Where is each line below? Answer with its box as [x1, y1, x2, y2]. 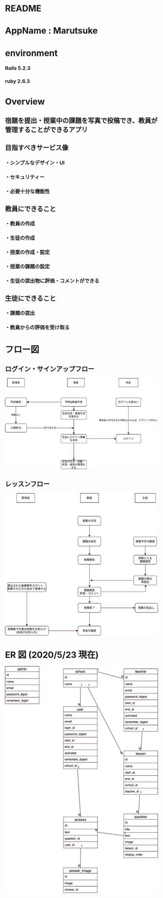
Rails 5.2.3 [5, 65, 31, 72]
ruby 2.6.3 [5, 78, 30, 85]
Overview [5, 96, 45, 107]
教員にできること [5, 205, 56, 213]
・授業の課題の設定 [5, 263, 50, 270]
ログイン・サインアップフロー [5, 365, 95, 373]
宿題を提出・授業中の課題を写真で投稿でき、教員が [5, 116, 158, 125]
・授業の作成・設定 [5, 249, 50, 256]
